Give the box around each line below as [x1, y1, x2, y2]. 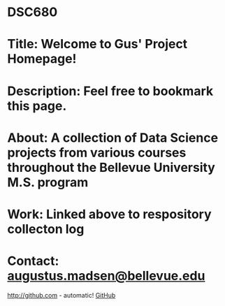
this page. [7, 98, 67, 114]
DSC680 [7, 4, 58, 20]
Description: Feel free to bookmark [7, 83, 214, 99]
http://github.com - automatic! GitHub [7, 291, 116, 299]
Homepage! [7, 51, 77, 67]
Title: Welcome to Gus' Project [7, 36, 188, 52]
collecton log [7, 221, 85, 237]
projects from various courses [7, 145, 187, 161]
